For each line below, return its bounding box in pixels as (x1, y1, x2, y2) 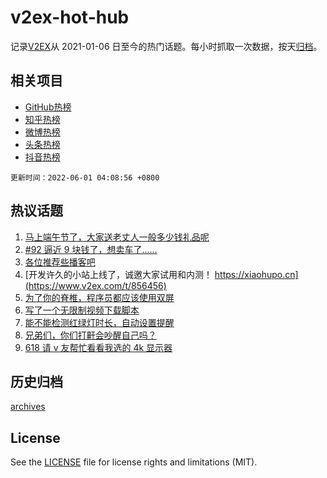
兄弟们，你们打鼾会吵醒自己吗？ (24, 329, 157, 341)
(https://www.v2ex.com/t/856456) (24, 279, 167, 291)
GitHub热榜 (24, 101, 72, 113)
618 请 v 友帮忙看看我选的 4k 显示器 (24, 341, 173, 353)
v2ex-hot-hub (10, 6, 130, 29)
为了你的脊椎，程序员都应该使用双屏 (24, 291, 175, 303)
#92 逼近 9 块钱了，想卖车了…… (24, 243, 158, 255)
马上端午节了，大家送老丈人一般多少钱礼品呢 (24, 231, 210, 243)
